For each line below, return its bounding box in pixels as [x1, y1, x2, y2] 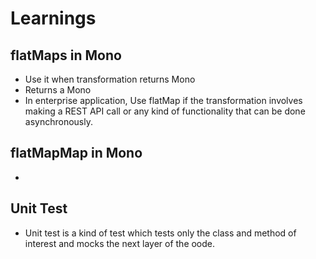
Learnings [10, 7, 97, 30]
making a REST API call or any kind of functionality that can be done [24, 105, 306, 117]
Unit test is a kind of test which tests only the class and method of [24, 227, 297, 239]
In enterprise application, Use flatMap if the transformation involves [24, 95, 303, 106]
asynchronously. [24, 116, 93, 127]
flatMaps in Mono [10, 47, 122, 64]
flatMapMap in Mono [10, 145, 143, 162]
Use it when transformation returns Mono [24, 73, 196, 85]
